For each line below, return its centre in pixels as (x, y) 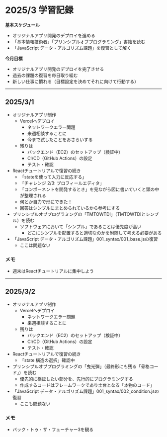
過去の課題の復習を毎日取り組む (45, 75)
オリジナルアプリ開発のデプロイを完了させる (58, 69)
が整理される (33, 195)
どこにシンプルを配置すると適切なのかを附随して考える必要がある (94, 233)
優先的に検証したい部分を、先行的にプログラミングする (76, 379)
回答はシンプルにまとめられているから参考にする (70, 208)
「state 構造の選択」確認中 (47, 360)
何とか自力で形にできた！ (46, 201)
